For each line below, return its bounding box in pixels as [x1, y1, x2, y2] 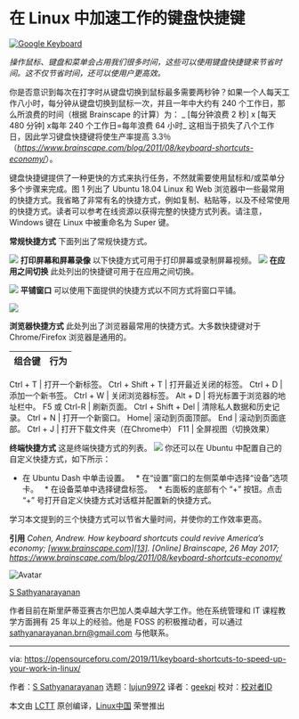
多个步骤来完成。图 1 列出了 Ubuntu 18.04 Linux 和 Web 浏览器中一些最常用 [9, 184, 285, 194]
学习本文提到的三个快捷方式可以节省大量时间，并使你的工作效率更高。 [9, 513, 267, 524]
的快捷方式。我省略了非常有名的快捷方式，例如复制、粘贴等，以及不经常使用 [9, 194, 290, 205]
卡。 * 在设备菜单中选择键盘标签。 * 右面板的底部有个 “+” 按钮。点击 [21, 483, 283, 494]
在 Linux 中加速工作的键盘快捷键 [9, 8, 246, 29]
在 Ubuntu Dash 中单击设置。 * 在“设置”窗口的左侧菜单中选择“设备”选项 [21, 472, 289, 483]
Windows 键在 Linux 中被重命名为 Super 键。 [9, 217, 174, 227]
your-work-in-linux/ [9, 663, 82, 674]
